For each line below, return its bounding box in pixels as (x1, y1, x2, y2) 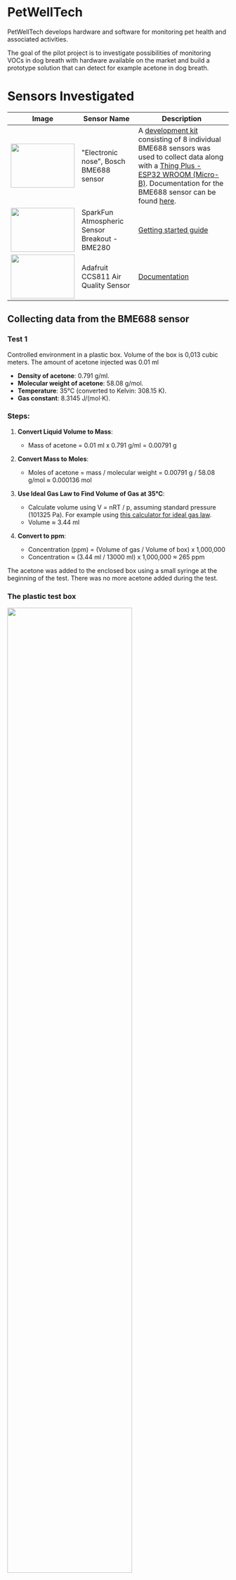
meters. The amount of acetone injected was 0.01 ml (7, 358, 159, 366)
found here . (138, 196, 177, 206)
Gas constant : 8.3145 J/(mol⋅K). (17, 393, 111, 402)
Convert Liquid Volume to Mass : (17, 427, 114, 436)
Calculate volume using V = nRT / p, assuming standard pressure (27, 503, 216, 511)
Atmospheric (81, 216, 124, 226)
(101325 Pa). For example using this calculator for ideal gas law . (27, 510, 212, 519)
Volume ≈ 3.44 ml (27, 518, 80, 526)
